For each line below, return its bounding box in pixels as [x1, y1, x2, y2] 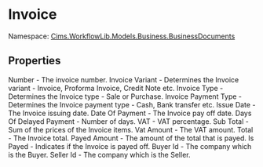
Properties [8, 54, 61, 67]
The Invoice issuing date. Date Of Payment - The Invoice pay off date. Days [8, 108, 252, 118]
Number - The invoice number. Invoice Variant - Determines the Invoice [8, 74, 239, 84]
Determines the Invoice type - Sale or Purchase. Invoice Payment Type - [8, 92, 242, 101]
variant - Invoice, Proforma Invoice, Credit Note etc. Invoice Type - [8, 83, 224, 93]
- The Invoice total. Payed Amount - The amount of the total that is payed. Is [8, 133, 254, 143]
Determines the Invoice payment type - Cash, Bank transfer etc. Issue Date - [8, 100, 256, 109]
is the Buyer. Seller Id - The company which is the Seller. [8, 150, 191, 159]
